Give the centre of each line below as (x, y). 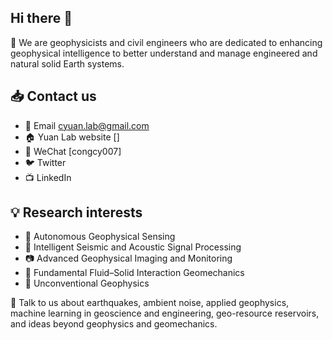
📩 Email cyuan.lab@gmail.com (87, 125)
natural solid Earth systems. (67, 63)
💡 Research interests (76, 212)
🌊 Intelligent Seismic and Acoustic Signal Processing (133, 247)
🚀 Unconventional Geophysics (87, 283)
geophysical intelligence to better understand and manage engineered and (164, 53)
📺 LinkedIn (48, 177)
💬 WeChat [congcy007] (73, 151)
